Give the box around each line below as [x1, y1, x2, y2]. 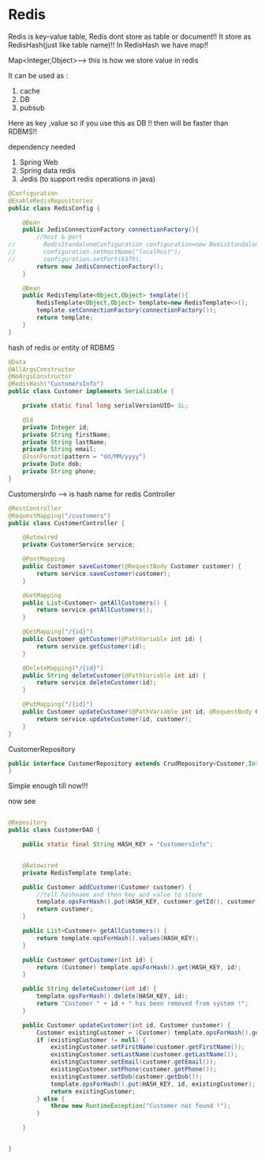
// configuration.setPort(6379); [8, 255, 144, 263]
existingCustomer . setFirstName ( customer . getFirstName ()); [50, 1043, 245, 1052]
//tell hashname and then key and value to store [36, 890, 203, 899]
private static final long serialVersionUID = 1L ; [22, 402, 189, 410]
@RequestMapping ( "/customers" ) [8, 512, 111, 520]
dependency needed [8, 142, 77, 151]
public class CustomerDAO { [8, 826, 101, 834]
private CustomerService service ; [22, 540, 136, 549]
